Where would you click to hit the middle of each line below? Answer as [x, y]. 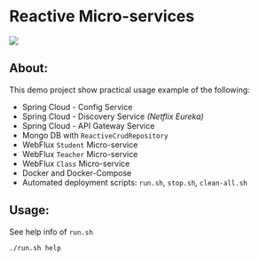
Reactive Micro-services [102, 16]
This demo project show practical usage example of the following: [129, 90]
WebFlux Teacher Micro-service [80, 154]
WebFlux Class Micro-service [76, 163]
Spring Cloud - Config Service [77, 107]
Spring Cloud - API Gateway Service [88, 125]
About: [29, 68]
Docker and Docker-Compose [77, 173]
